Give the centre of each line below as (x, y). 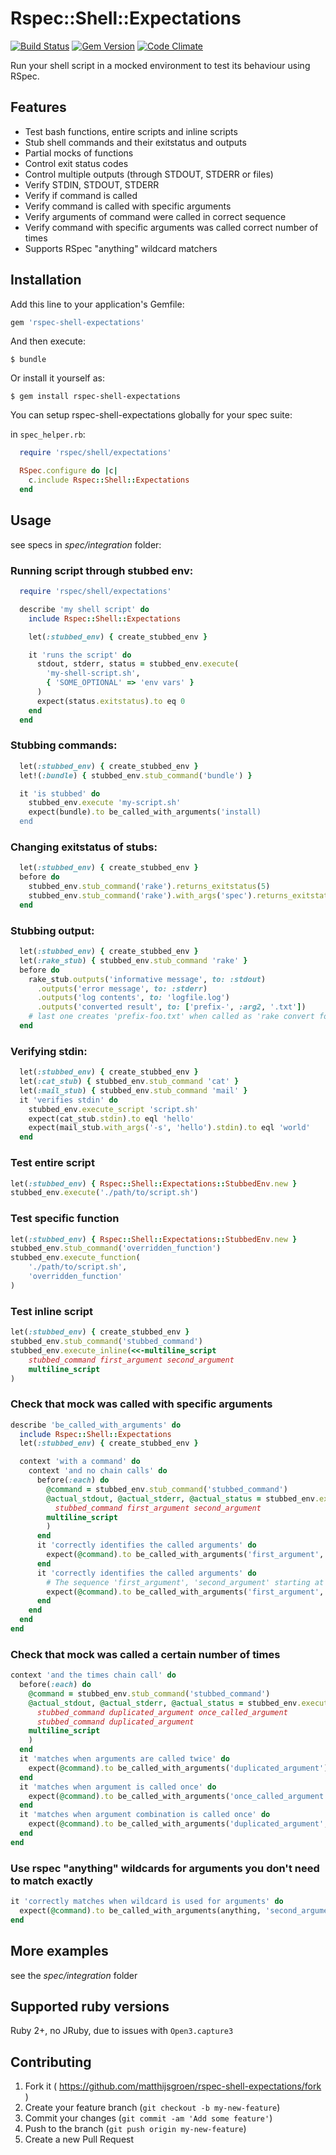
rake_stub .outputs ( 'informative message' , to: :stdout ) (147, 979)
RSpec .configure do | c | (68, 471)
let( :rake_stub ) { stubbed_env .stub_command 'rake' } (133, 960)
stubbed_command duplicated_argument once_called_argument (162, 1712)
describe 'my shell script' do (84, 609)
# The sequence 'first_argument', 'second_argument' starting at (185, 1582)
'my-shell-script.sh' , (93, 673)
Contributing (51, 2062)
